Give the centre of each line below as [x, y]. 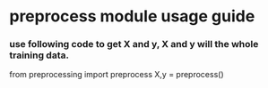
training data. [39, 55]
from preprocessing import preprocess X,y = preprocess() [117, 75]
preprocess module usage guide [132, 16]
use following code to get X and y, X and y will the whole [134, 44]
